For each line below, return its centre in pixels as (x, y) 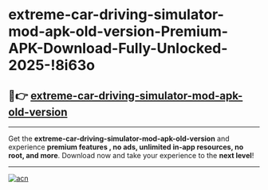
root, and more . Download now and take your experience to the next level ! (131, 155)
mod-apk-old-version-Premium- (118, 31)
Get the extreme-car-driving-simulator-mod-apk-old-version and (119, 138)
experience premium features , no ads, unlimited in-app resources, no (126, 147)
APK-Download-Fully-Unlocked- (118, 48)
